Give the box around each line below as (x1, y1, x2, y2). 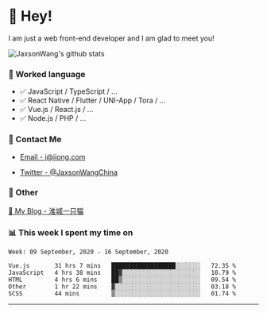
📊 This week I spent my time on (8, 226, 133, 238)
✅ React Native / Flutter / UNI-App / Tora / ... (19, 95, 166, 106)
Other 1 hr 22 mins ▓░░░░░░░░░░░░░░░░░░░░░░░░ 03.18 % (8, 283, 237, 291)
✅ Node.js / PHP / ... (19, 114, 87, 123)
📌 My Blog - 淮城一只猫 (8, 206, 84, 215)
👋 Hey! (8, 7, 53, 25)
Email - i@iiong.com (19, 152, 86, 161)
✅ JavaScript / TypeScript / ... (19, 87, 118, 96)
